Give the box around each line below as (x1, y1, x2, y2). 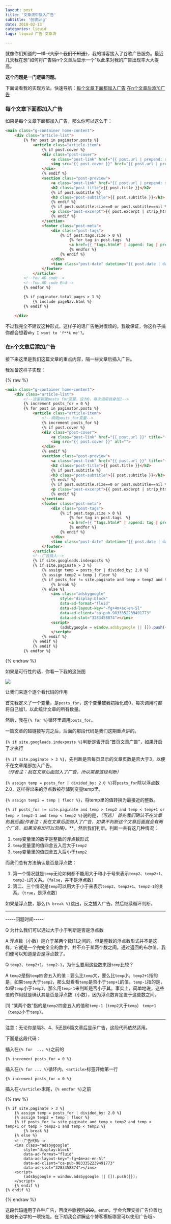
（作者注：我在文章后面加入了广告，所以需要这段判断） (5, 768, 121, 775)
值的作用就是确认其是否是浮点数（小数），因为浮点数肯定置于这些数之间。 (5, 991, 159, 997)
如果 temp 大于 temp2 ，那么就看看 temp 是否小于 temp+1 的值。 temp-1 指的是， (14, 978, 165, 985)
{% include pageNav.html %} (32, 299, 93, 304)
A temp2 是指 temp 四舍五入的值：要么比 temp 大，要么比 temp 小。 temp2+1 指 (5, 972, 154, 978)
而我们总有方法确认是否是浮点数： (5, 859, 77, 865)
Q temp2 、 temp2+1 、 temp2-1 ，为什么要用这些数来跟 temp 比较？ (5, 961, 134, 967)
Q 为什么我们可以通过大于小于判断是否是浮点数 (5, 927, 104, 933)
